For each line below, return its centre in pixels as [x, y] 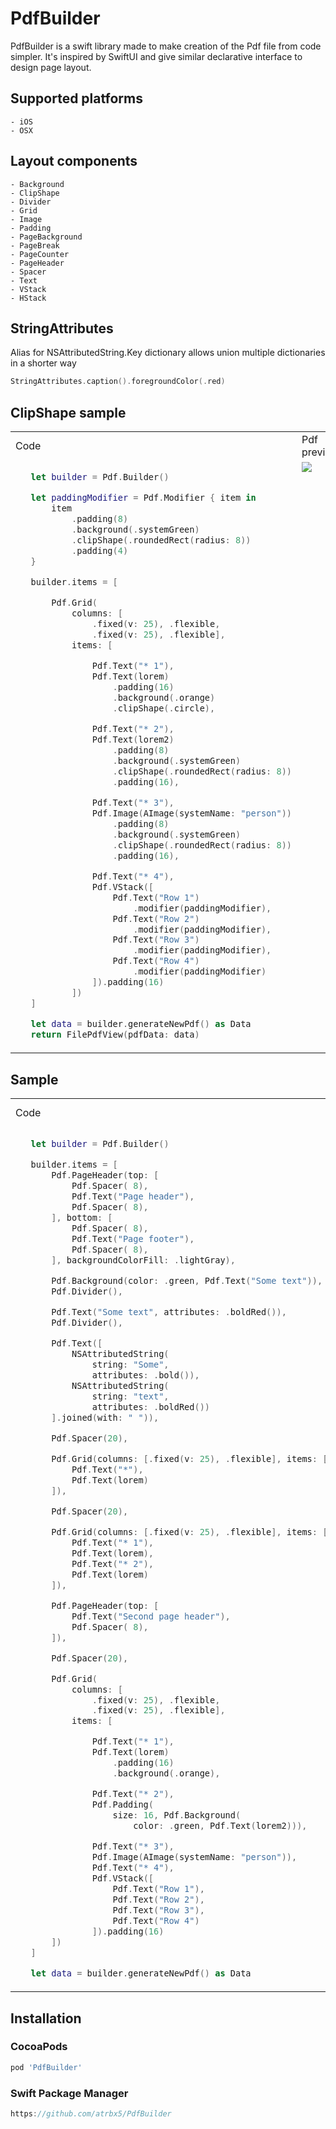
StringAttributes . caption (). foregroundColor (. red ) [118, 382]
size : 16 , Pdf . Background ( [177, 1815]
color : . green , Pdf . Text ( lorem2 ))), [220, 1826]
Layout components [74, 161]
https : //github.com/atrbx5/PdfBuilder [91, 2114]
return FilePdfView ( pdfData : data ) [115, 1035]
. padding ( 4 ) [100, 550]
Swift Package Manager [69, 2093]
